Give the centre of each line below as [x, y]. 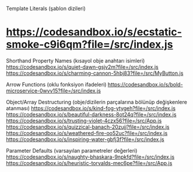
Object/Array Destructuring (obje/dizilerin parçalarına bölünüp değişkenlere [97, 102]
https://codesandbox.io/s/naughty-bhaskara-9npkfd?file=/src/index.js [90, 157]
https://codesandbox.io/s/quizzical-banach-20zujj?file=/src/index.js [88, 127]
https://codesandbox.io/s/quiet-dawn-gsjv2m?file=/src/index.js [82, 67]
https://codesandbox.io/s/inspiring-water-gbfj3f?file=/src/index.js [85, 139]
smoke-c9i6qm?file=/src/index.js [90, 45]
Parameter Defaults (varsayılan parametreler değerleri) [72, 150]
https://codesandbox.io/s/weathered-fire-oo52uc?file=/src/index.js [87, 133]
